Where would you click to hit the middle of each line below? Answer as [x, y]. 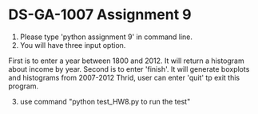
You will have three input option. [73, 45]
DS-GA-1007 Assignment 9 [100, 15]
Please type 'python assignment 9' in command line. [106, 37]
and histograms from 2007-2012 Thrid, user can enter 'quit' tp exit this [124, 77]
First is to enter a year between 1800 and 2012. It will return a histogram [127, 61]
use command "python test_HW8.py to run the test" [105, 101]
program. [24, 86]
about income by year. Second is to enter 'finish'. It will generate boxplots [129, 69]
